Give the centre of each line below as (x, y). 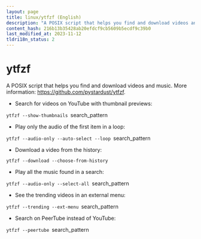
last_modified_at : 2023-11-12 (44, 34)
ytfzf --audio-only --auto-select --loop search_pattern (78, 138)
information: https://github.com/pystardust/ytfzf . (66, 92)
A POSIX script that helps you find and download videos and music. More (97, 85)
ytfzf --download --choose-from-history (57, 161)
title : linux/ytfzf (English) (44, 17)
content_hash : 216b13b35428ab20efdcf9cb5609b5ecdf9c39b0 (79, 28)
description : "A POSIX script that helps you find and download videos (97, 23)
